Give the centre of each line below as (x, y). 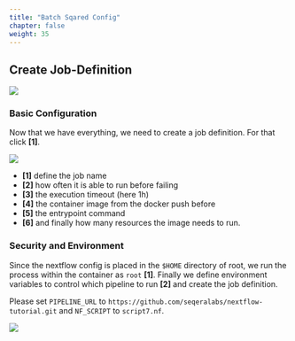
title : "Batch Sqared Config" (65, 17)
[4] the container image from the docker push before (119, 204)
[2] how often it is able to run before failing (100, 185)
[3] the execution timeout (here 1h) (85, 195)
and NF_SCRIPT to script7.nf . (112, 310)
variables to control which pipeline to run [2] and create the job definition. (144, 283)
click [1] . (25, 142)
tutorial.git (33, 311)
